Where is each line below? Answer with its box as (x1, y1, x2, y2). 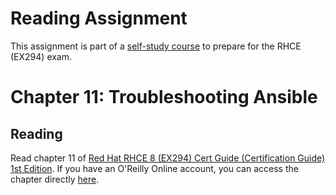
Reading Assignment (10, 7, 188, 30)
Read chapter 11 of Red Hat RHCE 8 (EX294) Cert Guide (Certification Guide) (10, 152, 326, 164)
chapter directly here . (10, 173, 100, 185)
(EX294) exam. (10, 50, 73, 62)
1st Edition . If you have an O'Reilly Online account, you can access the (10, 162, 299, 174)
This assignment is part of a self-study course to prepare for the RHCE (10, 40, 302, 52)
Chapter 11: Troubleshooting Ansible (10, 86, 318, 109)
